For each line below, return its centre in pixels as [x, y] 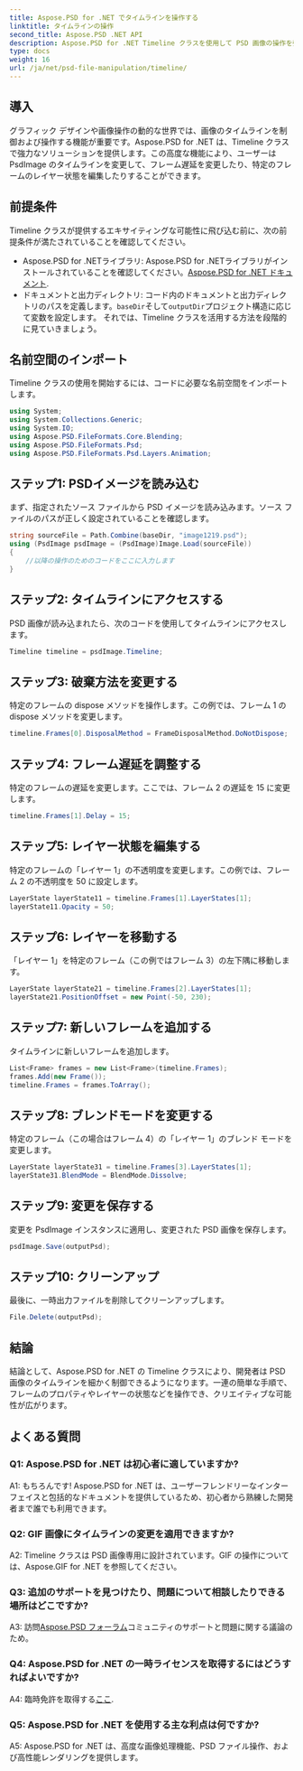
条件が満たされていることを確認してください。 [104, 241]
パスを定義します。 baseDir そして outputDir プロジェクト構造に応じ [169, 306]
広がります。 [48, 1405]
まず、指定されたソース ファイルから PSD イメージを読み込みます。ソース [146, 508]
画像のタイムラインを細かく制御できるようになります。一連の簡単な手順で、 [151, 1383]
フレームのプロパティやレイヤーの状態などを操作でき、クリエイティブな [143, 1394]
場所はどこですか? [49, 1606]
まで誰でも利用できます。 [64, 1508]
